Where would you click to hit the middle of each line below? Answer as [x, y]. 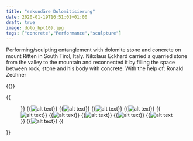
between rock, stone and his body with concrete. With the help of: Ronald [95, 68]
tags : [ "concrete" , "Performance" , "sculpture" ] [64, 33]
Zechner [16, 75]
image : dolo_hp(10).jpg [35, 28]
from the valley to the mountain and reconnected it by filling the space [91, 63]
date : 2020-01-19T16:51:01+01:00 [47, 17]
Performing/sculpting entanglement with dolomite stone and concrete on [94, 50]
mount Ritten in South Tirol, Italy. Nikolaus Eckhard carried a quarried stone [97, 56]
